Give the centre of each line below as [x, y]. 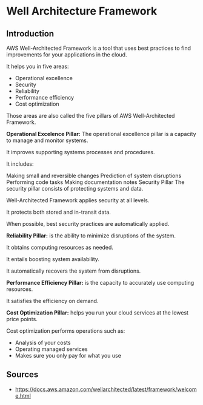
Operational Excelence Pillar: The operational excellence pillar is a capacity [101, 134]
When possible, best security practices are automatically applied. [88, 224]
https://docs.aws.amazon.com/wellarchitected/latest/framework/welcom [106, 389]
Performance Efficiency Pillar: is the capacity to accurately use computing [100, 283]
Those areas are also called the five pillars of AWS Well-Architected [91, 116]
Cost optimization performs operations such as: [66, 331]
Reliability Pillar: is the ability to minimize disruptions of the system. [91, 236]
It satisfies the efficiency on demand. [52, 301]
